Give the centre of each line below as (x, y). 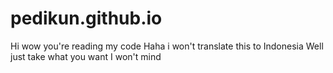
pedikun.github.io (86, 18)
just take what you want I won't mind (86, 56)
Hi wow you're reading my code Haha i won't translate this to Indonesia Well (167, 46)
